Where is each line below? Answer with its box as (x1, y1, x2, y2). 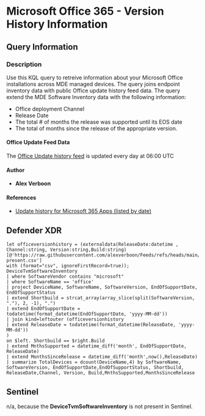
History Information (6, 17, 108, 31)
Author (6, 166, 25, 174)
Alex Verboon (15, 180, 51, 187)
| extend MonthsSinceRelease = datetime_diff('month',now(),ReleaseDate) (6, 354, 198, 360)
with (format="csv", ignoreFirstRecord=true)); (6, 263, 130, 269)
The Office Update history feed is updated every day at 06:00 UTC (6, 152, 174, 160)
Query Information (6, 42, 78, 52)
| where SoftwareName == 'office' (6, 279, 95, 285)
